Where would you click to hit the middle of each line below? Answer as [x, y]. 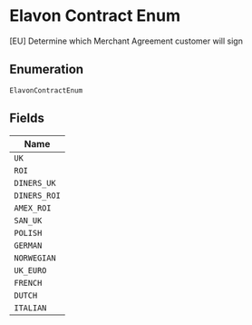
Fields [27, 118]
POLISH [28, 233]
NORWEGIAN [35, 258]
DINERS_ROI [37, 195]
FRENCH [28, 283]
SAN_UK [28, 220]
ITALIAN [30, 308]
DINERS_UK [35, 183]
